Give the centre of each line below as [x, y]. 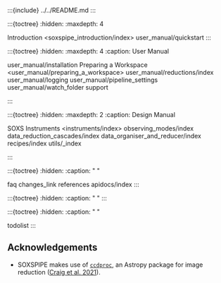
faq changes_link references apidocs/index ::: [73, 184]
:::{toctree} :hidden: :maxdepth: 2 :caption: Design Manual [91, 115]
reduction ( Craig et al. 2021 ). [59, 272]
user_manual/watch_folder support [58, 87]
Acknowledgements [52, 247]
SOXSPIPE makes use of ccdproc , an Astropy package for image [110, 265]
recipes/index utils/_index [45, 143]
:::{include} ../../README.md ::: [52, 10]
